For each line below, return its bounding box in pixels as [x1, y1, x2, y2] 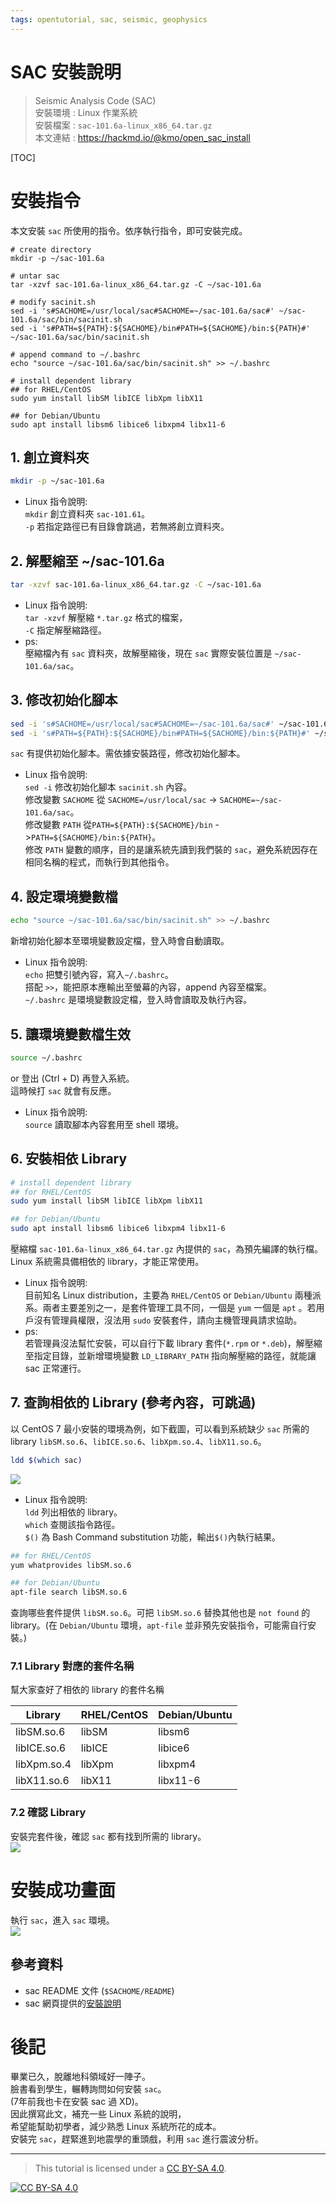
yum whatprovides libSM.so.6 [10, 1560, 132, 1570]
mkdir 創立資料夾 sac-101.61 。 [24, 508, 151, 520]
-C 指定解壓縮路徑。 [24, 624, 108, 636]
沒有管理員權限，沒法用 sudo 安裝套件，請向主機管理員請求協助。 [33, 1314, 303, 1326]
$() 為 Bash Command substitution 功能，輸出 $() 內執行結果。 [24, 1531, 282, 1543]
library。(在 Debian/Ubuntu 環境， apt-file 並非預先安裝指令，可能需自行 [10, 1619, 308, 1631]
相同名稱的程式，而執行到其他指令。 [24, 856, 175, 868]
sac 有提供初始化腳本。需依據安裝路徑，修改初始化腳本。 [10, 747, 246, 760]
